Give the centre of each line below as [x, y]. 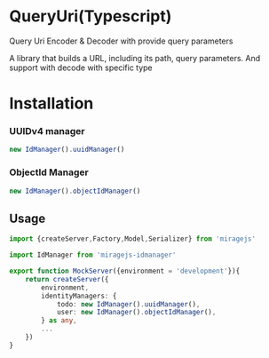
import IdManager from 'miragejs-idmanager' [93, 255]
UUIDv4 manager [47, 131]
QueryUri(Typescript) [91, 16]
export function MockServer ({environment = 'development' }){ [125, 271]
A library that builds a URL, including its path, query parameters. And [135, 58]
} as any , [59, 321]
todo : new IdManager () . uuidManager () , [128, 304]
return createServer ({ [67, 279]
